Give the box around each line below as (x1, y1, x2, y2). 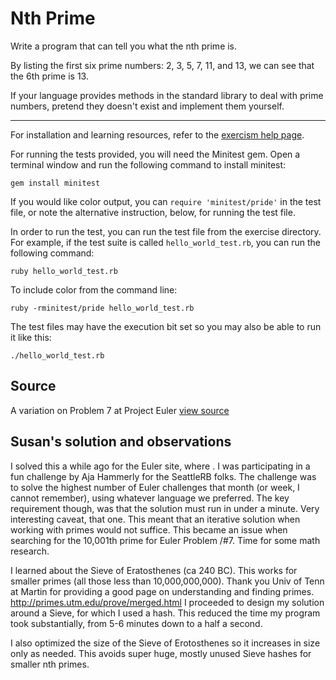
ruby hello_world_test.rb (10, 266, 118, 276)
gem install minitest (10, 178, 101, 188)
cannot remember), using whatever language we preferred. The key (10, 492, 290, 504)
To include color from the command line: (10, 283, 178, 296)
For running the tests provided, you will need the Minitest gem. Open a (10, 148, 301, 160)
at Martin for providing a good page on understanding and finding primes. (10, 585, 315, 597)
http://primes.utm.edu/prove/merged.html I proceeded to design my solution (10, 596, 325, 608)
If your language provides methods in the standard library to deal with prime (10, 89, 324, 101)
